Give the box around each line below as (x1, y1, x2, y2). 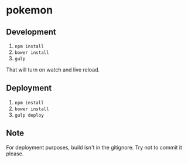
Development (6, 27, 57, 37)
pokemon (6, 4, 53, 17)
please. (6, 150, 24, 157)
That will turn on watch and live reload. (6, 66, 100, 73)
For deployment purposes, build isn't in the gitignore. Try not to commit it (6, 144, 183, 151)
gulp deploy (14, 112, 44, 118)
